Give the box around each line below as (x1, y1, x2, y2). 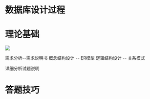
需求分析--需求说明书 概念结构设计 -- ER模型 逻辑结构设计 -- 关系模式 (5, 55, 145, 61)
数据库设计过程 (5, 4, 65, 16)
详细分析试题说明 (5, 66, 40, 72)
